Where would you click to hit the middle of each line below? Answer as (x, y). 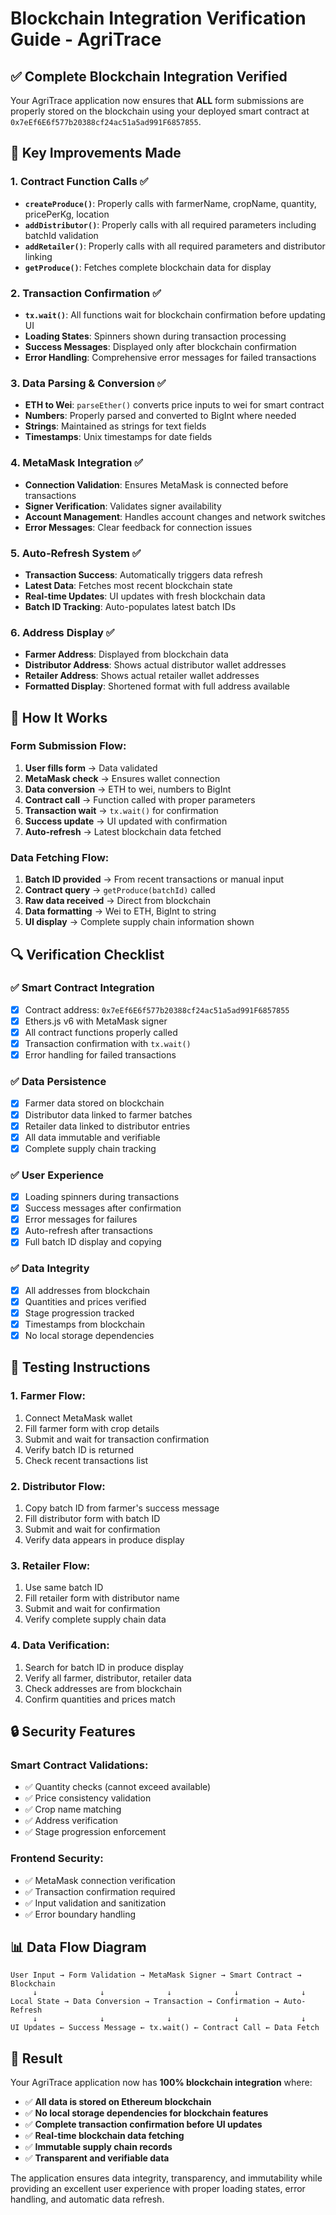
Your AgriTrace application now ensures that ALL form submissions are (157, 100)
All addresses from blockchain (87, 1290)
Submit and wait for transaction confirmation (117, 1439)
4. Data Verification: (60, 1645)
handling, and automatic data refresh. (87, 2199)
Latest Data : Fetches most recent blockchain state (128, 585)
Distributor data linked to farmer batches (108, 1114)
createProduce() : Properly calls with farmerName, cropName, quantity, (170, 203)
